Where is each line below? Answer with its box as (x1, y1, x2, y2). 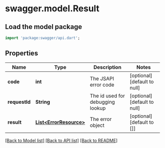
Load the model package (5, 23, 82, 31)
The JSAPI (90, 75, 114, 82)
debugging (90, 98, 115, 105)
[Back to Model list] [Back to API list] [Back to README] (5, 137, 118, 143)
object (90, 121, 105, 128)
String (35, 98, 50, 105)
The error (90, 116, 112, 122)
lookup (90, 104, 106, 111)
